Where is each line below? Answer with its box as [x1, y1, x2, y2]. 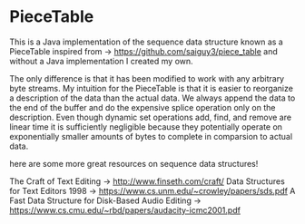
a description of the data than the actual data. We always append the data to [9, 93, 296, 103]
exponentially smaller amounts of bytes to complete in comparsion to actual [9, 131, 293, 141]
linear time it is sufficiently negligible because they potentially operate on [9, 121, 283, 132]
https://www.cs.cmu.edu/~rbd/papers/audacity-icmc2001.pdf [9, 204, 241, 215]
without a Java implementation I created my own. [9, 55, 193, 66]
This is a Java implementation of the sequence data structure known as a [9, 36, 283, 47]
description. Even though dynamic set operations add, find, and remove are [9, 112, 292, 122]
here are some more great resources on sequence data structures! [9, 158, 259, 169]
